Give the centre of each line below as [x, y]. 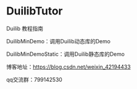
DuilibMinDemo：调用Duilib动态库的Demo [58, 41]
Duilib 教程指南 [25, 28]
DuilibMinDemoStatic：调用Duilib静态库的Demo [65, 54]
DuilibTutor [35, 11]
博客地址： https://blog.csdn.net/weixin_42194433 [68, 67]
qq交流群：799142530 [34, 79]
